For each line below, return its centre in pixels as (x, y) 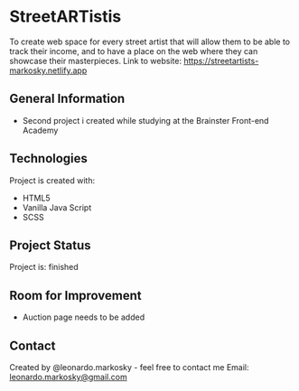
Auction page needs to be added (84, 317)
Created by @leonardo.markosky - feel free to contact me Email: (130, 367)
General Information (67, 99)
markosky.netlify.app (48, 70)
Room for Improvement (75, 295)
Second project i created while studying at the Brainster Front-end (145, 120)
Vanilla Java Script (57, 207)
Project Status (51, 245)
